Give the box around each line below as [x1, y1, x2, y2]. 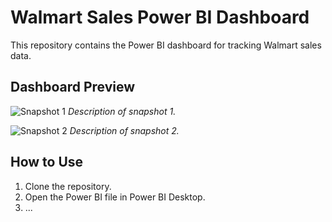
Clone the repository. [24, 180, 112, 192]
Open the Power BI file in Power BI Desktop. [24, 191, 206, 203]
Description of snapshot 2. [69, 124, 180, 136]
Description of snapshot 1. [67, 105, 177, 117]
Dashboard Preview [10, 79, 136, 96]
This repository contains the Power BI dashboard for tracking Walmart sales [10, 39, 322, 51]
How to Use [10, 154, 84, 171]
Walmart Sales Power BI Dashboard [10, 6, 310, 29]
